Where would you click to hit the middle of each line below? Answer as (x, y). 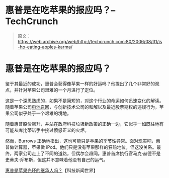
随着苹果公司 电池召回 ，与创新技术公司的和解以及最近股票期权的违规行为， (82, 107)
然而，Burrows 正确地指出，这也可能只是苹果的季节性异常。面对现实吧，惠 (83, 141)
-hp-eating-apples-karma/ (45, 47)
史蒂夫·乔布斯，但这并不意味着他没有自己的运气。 (57, 159)
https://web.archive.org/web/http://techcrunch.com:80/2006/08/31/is (90, 41)
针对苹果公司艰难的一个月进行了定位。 (58, 90)
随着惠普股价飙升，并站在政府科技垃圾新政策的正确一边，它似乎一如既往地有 (84, 124)
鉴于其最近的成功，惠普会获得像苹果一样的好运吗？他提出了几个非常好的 (80, 83)
